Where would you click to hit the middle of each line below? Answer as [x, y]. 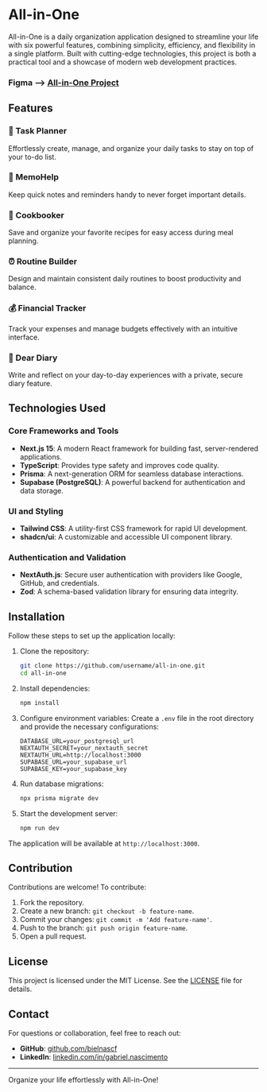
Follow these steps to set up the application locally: [92, 636]
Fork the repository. [52, 903]
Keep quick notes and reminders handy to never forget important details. [127, 194]
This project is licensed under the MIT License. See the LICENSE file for [126, 981]
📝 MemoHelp [34, 177]
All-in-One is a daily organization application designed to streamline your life [133, 37]
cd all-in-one [43, 673]
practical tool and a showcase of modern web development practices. [123, 62]
